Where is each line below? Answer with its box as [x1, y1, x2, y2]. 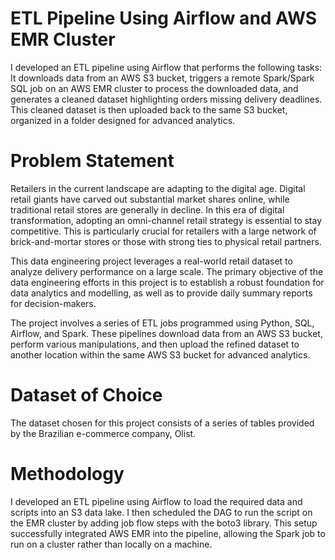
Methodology [10, 463, 125, 485]
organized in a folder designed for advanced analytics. [10, 114, 236, 126]
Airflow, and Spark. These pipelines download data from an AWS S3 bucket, [10, 327, 323, 339]
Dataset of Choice [10, 384, 163, 407]
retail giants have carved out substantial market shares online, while [10, 193, 290, 205]
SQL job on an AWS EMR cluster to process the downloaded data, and [10, 82, 299, 94]
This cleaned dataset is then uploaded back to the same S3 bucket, [10, 103, 288, 116]
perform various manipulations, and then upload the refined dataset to [10, 338, 300, 350]
